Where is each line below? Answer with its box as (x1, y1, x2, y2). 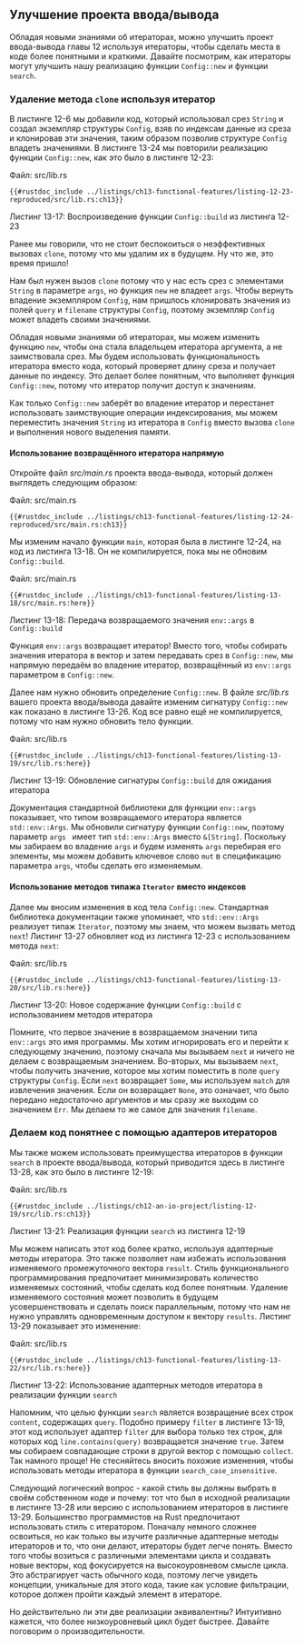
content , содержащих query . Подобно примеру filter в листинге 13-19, (9, 1416, 286, 1427)
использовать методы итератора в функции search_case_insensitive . (9, 1464, 278, 1476)
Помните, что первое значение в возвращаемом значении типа (9, 1027, 258, 1038)
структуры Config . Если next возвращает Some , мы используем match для (9, 1075, 290, 1086)
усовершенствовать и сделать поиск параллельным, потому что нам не (9, 1300, 291, 1312)
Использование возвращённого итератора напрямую (9, 447, 225, 458)
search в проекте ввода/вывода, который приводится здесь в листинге (9, 1157, 286, 1168)
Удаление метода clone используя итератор (9, 93, 216, 105)
